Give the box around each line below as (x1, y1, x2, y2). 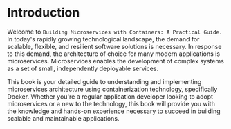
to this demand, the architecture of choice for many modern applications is (7, 50, 220, 58)
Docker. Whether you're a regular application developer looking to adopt (7, 92, 213, 101)
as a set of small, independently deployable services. (7, 64, 159, 72)
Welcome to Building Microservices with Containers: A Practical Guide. (7, 28, 223, 36)
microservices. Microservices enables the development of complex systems (7, 57, 225, 65)
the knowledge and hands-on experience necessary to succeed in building (7, 107, 221, 115)
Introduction (7, 5, 80, 21)
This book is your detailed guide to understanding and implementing (7, 77, 202, 86)
